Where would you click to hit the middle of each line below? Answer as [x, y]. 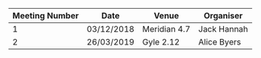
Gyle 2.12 [161, 42]
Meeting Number [46, 15]
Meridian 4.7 [166, 29]
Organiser [223, 15]
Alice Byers [220, 42]
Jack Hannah [223, 29]
